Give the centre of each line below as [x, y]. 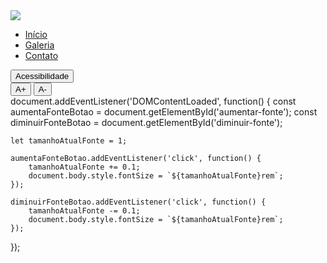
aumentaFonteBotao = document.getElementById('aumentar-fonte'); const [164, 112]
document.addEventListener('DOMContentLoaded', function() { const [153, 101]
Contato [41, 55]
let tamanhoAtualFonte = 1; [69, 141]
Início [36, 34]
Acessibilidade [42, 76]
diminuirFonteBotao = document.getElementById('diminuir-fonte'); [146, 122]
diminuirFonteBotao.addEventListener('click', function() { [138, 202]
